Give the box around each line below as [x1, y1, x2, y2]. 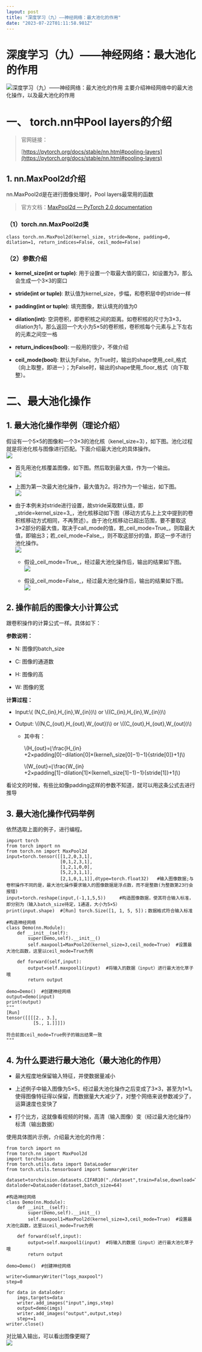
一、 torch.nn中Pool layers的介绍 [6, 115, 173, 129]
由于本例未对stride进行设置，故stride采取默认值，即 [14, 501, 144, 509]
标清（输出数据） [14, 1120, 58, 1128]
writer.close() [6, 1321, 44, 1327]
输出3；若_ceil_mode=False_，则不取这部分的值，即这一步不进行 [31, 532, 192, 539]
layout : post [6, 8, 39, 15]
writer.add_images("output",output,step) [17, 1310, 122, 1317]
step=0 [6, 1279, 23, 1285]
